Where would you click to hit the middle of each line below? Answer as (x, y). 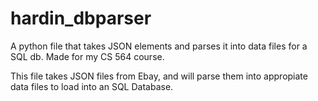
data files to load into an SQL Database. (92, 86)
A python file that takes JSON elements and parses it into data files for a (159, 46)
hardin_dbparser (81, 18)
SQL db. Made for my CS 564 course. (87, 56)
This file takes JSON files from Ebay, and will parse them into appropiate (159, 76)
